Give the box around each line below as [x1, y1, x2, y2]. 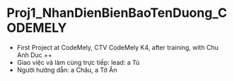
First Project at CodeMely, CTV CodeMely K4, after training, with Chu [16, 43, 218, 51]
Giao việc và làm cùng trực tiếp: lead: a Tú [16, 58, 140, 66]
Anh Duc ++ [16, 51, 52, 59]
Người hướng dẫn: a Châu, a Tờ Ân [16, 66, 117, 74]
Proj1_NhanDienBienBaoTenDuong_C [6, 5, 228, 21]
